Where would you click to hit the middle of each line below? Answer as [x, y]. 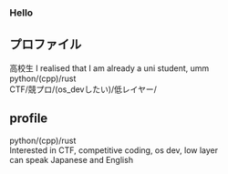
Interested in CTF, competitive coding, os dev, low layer [114, 150]
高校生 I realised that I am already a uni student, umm [109, 68]
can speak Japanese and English [72, 159]
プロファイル [46, 44]
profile [29, 119]
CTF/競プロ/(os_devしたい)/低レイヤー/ [83, 89]
